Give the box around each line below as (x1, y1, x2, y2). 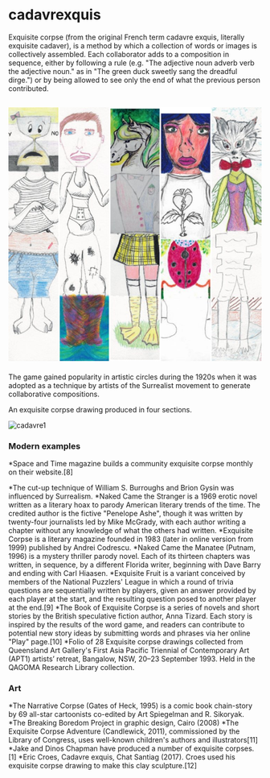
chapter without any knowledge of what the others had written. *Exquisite (8, 526, 253, 536)
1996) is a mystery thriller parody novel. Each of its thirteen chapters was (8, 552, 251, 561)
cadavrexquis (8, 6, 102, 24)
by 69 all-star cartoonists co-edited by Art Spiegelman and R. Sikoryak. (8, 710, 245, 719)
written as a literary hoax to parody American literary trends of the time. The (8, 500, 261, 510)
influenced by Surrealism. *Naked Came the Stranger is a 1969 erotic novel (8, 491, 258, 501)
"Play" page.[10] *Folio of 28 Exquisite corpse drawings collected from (8, 637, 243, 647)
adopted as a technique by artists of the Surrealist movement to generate (8, 380, 251, 390)
